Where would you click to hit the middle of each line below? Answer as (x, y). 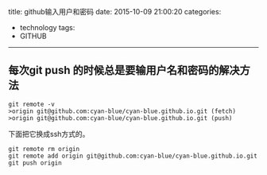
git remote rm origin (44, 149)
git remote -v (32, 104)
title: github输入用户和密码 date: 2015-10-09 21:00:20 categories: (115, 12)
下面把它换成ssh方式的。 (49, 134)
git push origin (35, 163)
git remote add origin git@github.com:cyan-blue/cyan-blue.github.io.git (133, 156)
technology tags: (47, 27)
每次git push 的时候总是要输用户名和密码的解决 (124, 70)
